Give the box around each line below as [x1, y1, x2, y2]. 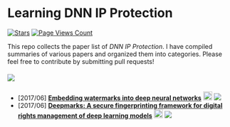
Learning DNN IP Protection [7, 5, 173, 21]
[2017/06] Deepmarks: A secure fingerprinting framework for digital [17, 101, 223, 109]
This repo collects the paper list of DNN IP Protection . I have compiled [7, 42, 213, 50]
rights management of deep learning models [17, 111, 153, 120]
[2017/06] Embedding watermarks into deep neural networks [17, 94, 202, 102]
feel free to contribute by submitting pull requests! [7, 57, 155, 65]
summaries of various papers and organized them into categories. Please [7, 50, 223, 58]
